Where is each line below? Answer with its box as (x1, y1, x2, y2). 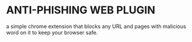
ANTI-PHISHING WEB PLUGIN (6, 3, 156, 17)
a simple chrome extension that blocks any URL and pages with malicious (6, 23, 186, 30)
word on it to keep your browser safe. (6, 29, 98, 36)
